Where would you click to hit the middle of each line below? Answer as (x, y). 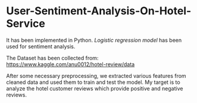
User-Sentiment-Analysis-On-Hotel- (99, 11)
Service (26, 24)
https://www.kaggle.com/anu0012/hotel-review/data (71, 64)
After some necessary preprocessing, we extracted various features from (96, 76)
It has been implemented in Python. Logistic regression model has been (94, 40)
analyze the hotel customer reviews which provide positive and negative (95, 88)
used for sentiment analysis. (41, 46)
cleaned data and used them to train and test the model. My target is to (93, 82)
